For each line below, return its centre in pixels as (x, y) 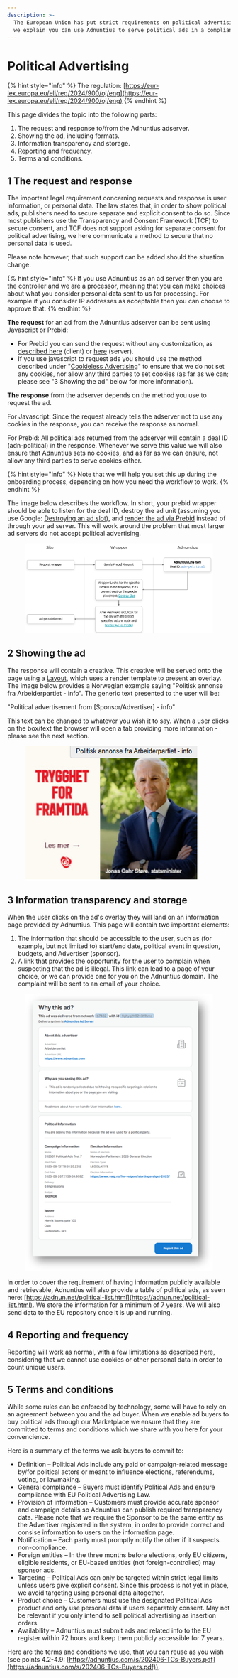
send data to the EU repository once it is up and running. (90, 1313)
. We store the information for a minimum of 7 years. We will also (126, 1305)
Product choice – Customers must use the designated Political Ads (115, 1600)
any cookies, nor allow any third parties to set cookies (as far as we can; (123, 374)
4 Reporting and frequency (68, 1335)
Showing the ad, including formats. (68, 136)
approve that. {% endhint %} (49, 308)
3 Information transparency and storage (97, 900)
